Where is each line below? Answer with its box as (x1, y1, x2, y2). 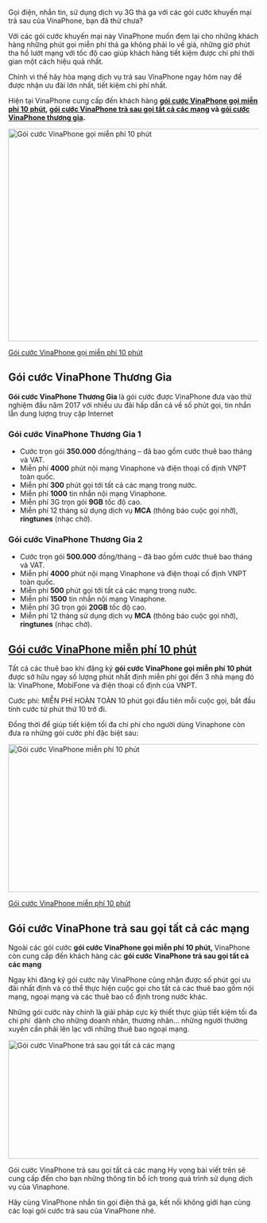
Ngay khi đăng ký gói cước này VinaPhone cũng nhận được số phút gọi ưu (8, 975, 251, 985)
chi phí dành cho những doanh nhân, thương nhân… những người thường (8, 1016, 248, 1025)
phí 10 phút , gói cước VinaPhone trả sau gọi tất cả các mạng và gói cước (8, 104, 250, 114)
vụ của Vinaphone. (8, 1182, 70, 1192)
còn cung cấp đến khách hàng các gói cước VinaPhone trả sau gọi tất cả (8, 951, 250, 961)
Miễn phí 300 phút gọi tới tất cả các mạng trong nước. (19, 481, 197, 490)
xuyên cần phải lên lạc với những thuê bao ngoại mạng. (8, 1024, 190, 1034)
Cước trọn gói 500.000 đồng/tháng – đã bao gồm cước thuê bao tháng (19, 552, 253, 562)
